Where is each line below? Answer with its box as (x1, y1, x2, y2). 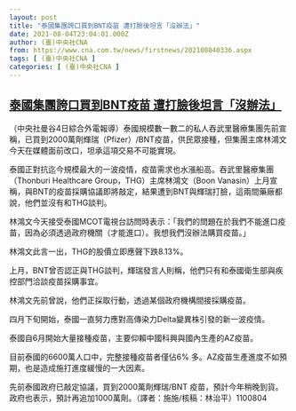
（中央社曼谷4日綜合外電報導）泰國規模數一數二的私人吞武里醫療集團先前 (9, 123, 280, 133)
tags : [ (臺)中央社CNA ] (9, 54, 96, 63)
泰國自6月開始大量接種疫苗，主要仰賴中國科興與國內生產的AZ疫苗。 (9, 332, 259, 343)
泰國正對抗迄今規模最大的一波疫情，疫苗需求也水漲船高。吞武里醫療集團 (9, 163, 274, 174)
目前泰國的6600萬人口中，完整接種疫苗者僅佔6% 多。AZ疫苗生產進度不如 (9, 352, 280, 362)
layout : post (9, 12, 58, 22)
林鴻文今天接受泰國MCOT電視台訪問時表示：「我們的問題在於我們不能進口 (9, 216, 278, 226)
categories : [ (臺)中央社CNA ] (9, 63, 120, 72)
